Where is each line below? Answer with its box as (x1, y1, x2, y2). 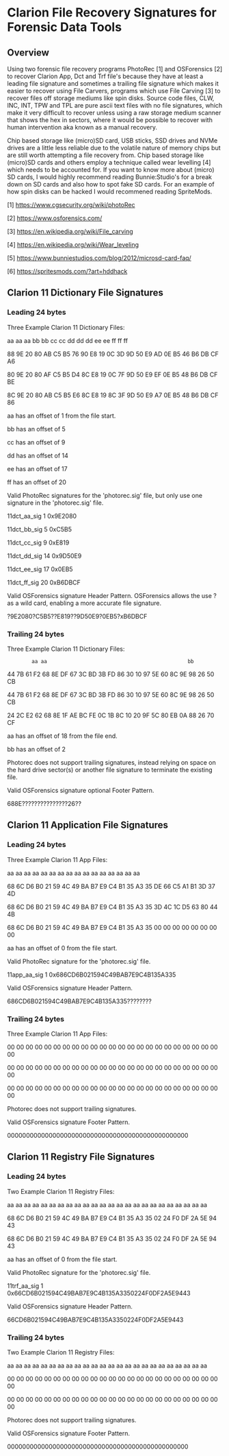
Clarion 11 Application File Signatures (7, 820, 169, 831)
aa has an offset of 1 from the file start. (7, 411, 116, 420)
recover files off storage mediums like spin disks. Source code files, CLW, (7, 94, 215, 102)
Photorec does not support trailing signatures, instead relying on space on (7, 758, 217, 766)
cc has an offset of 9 (7, 438, 66, 446)
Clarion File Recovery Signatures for (7, 5, 217, 21)
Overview (7, 47, 50, 58)
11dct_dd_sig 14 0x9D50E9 (7, 551, 82, 560)
